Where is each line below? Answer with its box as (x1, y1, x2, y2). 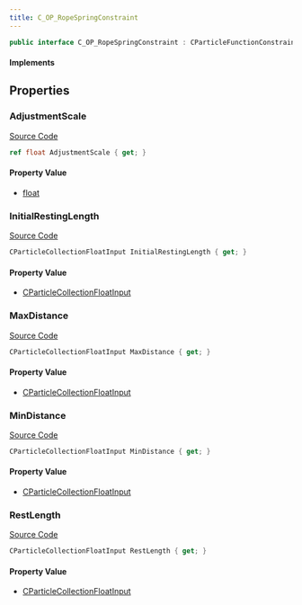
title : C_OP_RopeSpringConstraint (9, 13, 139, 22)
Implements (9, 58, 56, 68)
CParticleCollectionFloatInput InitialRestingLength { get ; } (9, 248, 247, 257)
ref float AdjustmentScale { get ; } (9, 147, 147, 157)
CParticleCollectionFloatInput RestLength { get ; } (9, 547, 207, 556)
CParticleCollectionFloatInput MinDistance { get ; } (9, 447, 211, 456)
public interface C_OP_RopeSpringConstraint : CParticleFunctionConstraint (9, 38, 299, 47)
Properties (9, 83, 70, 99)
